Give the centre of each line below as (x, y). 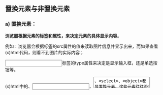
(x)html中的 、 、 (49, 86)
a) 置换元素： (21, 24)
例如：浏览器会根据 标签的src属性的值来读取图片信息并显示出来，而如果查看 (82, 46)
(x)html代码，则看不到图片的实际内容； (45, 52)
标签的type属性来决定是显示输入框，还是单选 (108, 63)
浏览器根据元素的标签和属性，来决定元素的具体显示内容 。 (63, 35)
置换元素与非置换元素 (37, 9)
